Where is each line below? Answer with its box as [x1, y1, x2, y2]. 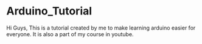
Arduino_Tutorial [6, 4, 92, 18]
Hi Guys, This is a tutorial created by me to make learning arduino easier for [6, 24, 196, 31]
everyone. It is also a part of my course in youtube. [6, 30, 134, 37]
